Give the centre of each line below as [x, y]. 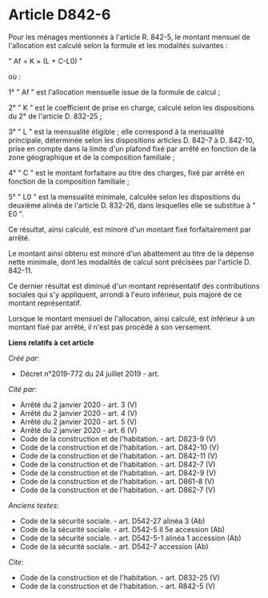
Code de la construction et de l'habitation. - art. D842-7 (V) [118, 464]
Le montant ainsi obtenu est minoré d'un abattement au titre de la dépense [131, 253]
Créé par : [24, 358]
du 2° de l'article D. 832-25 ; [55, 116]
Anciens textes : [34, 505]
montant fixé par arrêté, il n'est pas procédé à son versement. [110, 327]
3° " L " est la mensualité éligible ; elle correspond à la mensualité [116, 131]
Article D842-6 [60, 15]
